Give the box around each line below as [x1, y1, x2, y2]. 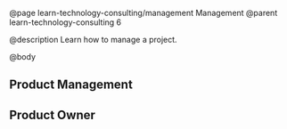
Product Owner [9, 107, 96, 123]
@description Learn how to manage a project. [9, 35, 177, 44]
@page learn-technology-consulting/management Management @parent [9, 8, 278, 18]
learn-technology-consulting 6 [9, 17, 122, 28]
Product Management [9, 77, 134, 93]
